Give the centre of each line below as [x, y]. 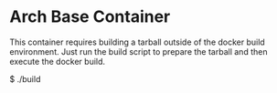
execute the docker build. [58, 61]
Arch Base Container [90, 17]
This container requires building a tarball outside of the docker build [137, 42]
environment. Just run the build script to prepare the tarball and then [138, 51]
